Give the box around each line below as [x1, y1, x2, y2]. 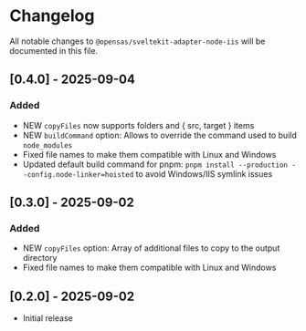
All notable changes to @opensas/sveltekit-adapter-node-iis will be [9, 36, 266, 47]
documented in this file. [9, 45, 99, 56]
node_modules [22, 140, 73, 150]
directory [22, 253, 58, 264]
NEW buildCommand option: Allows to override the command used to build [22, 129, 297, 140]
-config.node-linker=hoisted [22, 170, 134, 179]
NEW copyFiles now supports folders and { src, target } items [22, 119, 255, 130]
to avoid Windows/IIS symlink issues [135, 168, 273, 179]
